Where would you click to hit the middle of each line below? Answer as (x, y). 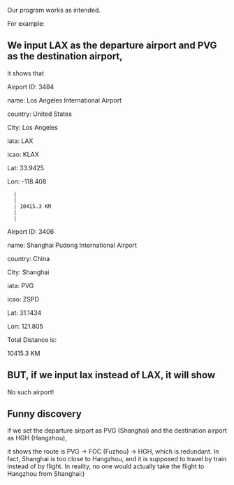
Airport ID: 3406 (31, 231)
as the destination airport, (65, 56)
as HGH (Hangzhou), (37, 438)
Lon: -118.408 (27, 181)
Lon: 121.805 (25, 326)
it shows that (25, 73)
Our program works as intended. (54, 10)
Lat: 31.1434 (24, 313)
